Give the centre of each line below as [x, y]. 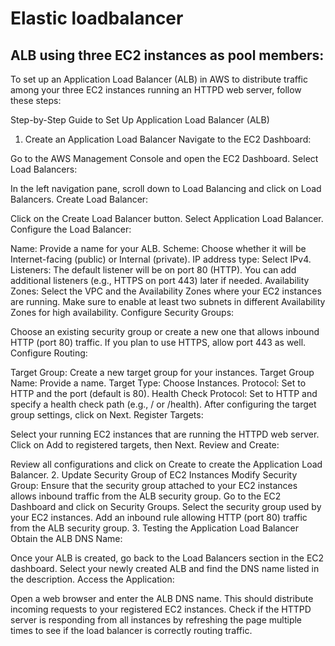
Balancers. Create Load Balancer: [79, 199]
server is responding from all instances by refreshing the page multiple [156, 620]
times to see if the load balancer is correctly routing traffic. [131, 630]
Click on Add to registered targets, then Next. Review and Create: [145, 445]
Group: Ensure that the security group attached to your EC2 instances [154, 485]
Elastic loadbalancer [97, 18]
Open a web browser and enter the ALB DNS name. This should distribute [162, 598]
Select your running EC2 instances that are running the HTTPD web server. [165, 434]
